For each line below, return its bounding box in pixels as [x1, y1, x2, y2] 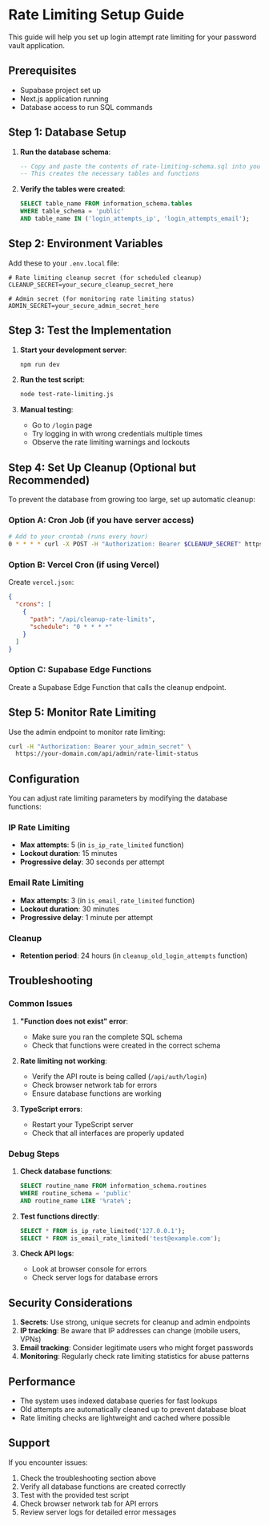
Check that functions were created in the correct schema [31, 1040, 221, 1050]
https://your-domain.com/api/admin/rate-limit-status [15, 750, 199, 758]
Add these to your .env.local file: [8, 258, 120, 268]
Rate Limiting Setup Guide [8, 6, 185, 24]
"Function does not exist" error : [19, 1016, 128, 1026]
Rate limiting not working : [19, 1056, 108, 1065]
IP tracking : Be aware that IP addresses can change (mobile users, [19, 1326, 241, 1336]
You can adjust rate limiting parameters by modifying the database [8, 793, 228, 803]
